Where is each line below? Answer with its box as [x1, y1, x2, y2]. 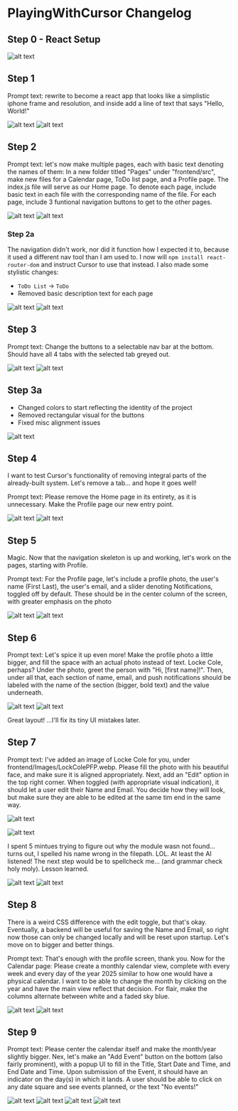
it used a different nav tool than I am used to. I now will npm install [7, 252, 204, 261]
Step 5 [7, 534, 37, 546]
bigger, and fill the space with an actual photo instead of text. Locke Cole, [7, 658, 223, 666]
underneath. [7, 688, 44, 697]
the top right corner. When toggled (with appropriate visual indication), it [7, 778, 220, 786]
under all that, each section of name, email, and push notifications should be [7, 673, 232, 681]
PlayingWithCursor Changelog [7, 5, 192, 21]
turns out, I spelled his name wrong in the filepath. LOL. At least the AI [7, 849, 212, 857]
